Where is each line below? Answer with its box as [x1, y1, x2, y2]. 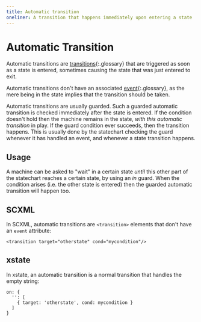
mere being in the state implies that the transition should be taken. [6, 91, 170, 98]
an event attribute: [6, 227, 52, 235]
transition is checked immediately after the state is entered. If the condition [6, 109, 192, 116]
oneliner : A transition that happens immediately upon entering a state [6, 14, 193, 20]
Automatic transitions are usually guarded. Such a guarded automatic [6, 103, 178, 110]
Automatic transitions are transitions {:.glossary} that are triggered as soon [6, 60, 190, 67]
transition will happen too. [6, 187, 70, 194]
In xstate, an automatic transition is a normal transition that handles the [6, 271, 182, 278]
